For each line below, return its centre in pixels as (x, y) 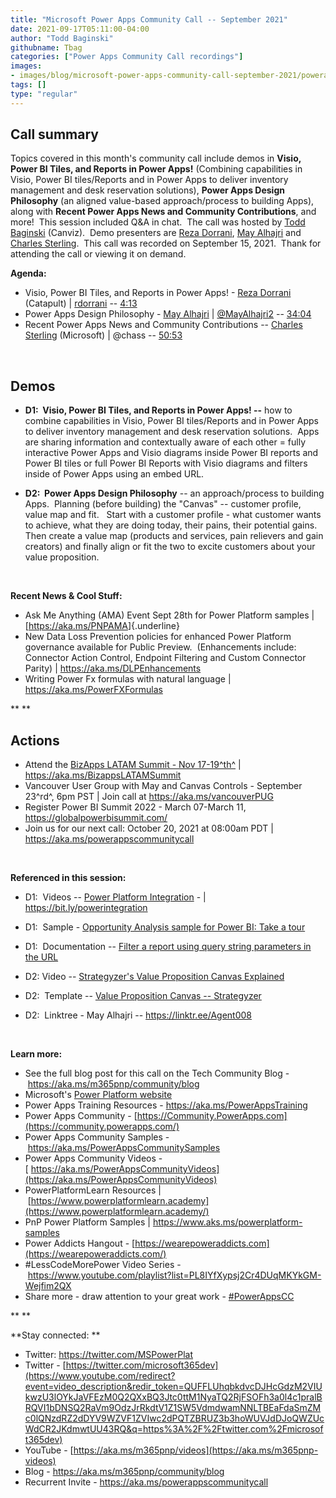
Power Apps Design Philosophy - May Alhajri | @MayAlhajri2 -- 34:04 (168, 314)
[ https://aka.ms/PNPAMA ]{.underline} (102, 626)
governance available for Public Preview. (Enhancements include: (160, 647)
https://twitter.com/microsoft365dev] (142, 1365)
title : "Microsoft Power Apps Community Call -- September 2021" (149, 19)
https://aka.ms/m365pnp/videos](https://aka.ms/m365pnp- (196, 1450)
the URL (41, 957)
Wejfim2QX (48, 1286)
